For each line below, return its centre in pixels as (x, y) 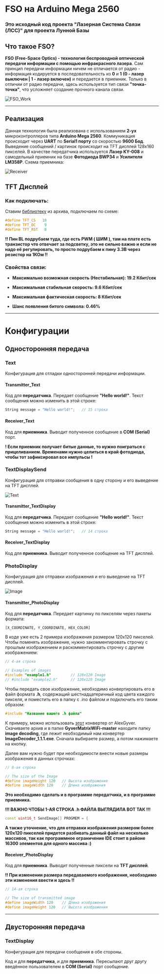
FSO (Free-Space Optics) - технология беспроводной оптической (75, 58)
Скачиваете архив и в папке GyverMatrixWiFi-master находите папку (78, 728)
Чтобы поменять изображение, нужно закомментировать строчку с (76, 642)
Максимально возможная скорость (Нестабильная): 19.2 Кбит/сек (84, 278)
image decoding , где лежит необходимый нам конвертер (65, 733)
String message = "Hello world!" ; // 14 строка (57, 531)
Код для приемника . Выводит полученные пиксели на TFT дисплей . (77, 866)
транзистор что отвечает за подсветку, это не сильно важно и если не (81, 244)
